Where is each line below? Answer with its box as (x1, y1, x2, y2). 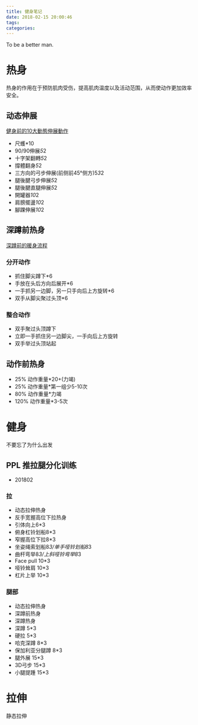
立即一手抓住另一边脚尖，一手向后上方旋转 (14, 332, 118, 340)
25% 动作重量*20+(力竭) (14, 375, 76, 383)
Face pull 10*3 (14, 558, 51, 565)
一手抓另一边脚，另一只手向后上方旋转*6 (14, 287, 115, 295)
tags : (6, 19, 19, 25)
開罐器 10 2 (14, 192, 39, 198)
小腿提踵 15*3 (14, 668, 49, 675)
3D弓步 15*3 (14, 661, 46, 668)
